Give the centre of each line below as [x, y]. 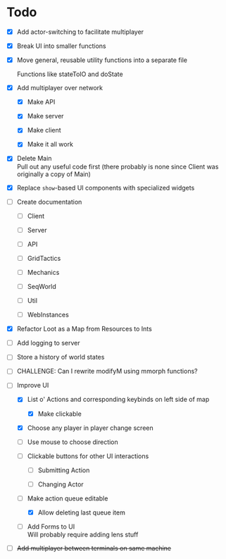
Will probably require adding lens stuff [83, 535]
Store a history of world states [61, 357]
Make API [41, 102]
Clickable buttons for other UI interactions [88, 456]
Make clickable [59, 414]
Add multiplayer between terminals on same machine [94, 548]
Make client [44, 130]
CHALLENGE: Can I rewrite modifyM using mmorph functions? [107, 371]
